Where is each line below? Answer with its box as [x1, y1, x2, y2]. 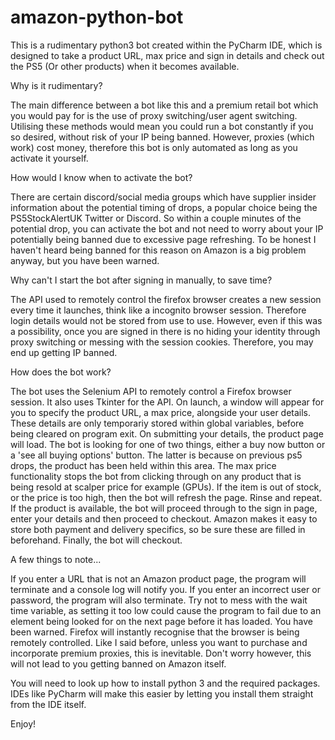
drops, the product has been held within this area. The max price [10, 459, 277, 471]
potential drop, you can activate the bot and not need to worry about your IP [10, 222, 324, 235]
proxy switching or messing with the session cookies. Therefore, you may [10, 336, 314, 348]
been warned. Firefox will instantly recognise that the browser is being [10, 626, 300, 638]
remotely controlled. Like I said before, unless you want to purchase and [10, 636, 308, 648]
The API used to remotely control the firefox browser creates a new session [10, 293, 322, 305]
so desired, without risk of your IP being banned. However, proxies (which [10, 131, 315, 143]
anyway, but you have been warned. [10, 254, 160, 266]
